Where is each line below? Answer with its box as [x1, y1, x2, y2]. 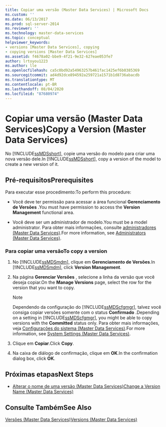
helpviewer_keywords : [5, 40, 50, 45]
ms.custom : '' [5, 12, 35, 17]
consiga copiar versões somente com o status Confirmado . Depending [12, 309, 159, 316]
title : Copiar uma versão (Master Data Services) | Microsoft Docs [5, 7, 149, 13]
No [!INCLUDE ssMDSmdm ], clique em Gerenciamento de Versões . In [12, 259, 155, 265]
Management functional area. [12, 209, 74, 216]
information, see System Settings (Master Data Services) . [12, 331, 131, 337]
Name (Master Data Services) [12, 389, 74, 395]
